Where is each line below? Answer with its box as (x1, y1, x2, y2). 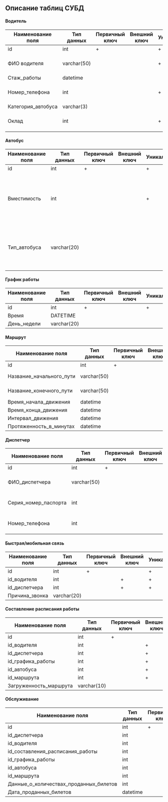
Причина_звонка (7, 592, 48, 599)
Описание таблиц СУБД (5, 4, 84, 13)
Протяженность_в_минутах (7, 423, 75, 430)
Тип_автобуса (7, 244, 41, 251)
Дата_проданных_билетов (7, 788, 71, 795)
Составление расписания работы (5, 606, 79, 612)
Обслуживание (5, 696, 39, 702)
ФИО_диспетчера (7, 479, 51, 486)
